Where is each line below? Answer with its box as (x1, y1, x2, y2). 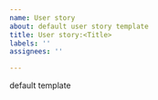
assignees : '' (9, 47, 64, 56)
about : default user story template (9, 22, 149, 31)
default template (9, 80, 71, 91)
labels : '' (9, 38, 51, 48)
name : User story (9, 13, 76, 23)
